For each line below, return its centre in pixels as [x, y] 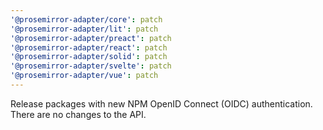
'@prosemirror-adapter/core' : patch [86, 19]
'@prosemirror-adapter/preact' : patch [91, 38]
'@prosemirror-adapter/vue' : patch [84, 76]
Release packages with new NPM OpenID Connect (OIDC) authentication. [161, 103]
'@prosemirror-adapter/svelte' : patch [91, 66]
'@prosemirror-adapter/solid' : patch [89, 57]
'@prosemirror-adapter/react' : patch [89, 47]
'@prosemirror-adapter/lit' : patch [84, 29]
